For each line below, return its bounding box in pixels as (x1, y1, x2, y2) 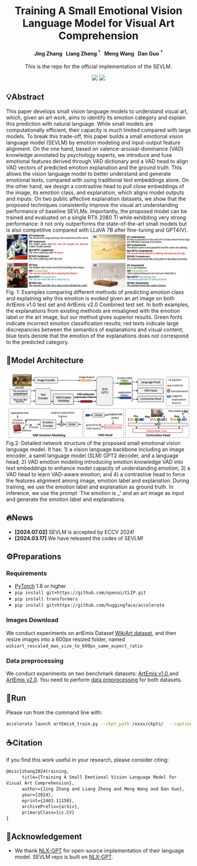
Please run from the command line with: (6, 708, 103, 715)
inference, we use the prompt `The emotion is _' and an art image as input (6, 489, 185, 496)
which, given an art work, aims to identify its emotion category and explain (6, 113, 186, 121)
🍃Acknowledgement (6, 831, 82, 841)
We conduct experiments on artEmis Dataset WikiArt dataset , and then (6, 629, 177, 636)
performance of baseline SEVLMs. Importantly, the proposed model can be (6, 208, 188, 215)
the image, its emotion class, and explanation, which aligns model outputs (6, 189, 185, 196)
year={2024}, (21, 792, 54, 798)
